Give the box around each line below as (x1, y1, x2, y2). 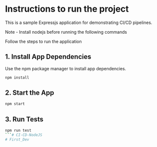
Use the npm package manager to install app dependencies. (5, 65, 126, 71)
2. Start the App (5, 89, 55, 97)
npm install (5, 75, 29, 80)
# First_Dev (5, 137, 29, 142)
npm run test (5, 128, 32, 133)
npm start (5, 102, 25, 106)
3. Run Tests (5, 115, 44, 123)
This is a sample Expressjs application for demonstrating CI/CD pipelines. (5, 20, 153, 25)
